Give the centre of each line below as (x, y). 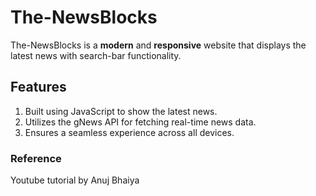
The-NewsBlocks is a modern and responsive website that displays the (158, 45)
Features (38, 87)
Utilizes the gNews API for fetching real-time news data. (140, 122)
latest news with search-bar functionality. (96, 55)
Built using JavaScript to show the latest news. (121, 111)
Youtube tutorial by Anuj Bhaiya (75, 180)
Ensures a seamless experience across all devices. (129, 132)
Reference (36, 158)
